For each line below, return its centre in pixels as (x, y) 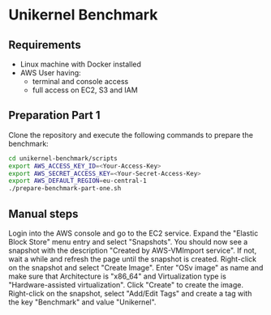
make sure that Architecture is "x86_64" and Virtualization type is (118, 276)
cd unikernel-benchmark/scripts (63, 158)
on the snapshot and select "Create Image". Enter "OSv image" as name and (136, 268)
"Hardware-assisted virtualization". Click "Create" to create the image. (126, 285)
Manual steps (43, 213)
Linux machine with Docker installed (81, 64)
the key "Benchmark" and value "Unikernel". (82, 302)
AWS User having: (50, 73)
